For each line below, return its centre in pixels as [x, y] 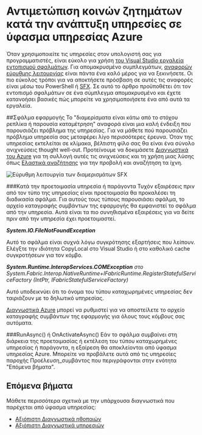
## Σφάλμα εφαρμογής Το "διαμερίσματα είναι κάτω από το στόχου [92, 117]
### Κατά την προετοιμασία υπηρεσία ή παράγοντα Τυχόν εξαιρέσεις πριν [100, 186]
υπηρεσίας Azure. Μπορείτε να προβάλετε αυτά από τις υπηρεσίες [91, 353]
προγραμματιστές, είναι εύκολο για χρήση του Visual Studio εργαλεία [95, 60]
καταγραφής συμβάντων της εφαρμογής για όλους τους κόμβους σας [96, 316]
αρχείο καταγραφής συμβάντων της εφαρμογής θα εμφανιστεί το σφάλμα [101, 206]
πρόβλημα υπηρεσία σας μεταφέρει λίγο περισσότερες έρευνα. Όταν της [100, 137]
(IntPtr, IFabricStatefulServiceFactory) [81, 280]
